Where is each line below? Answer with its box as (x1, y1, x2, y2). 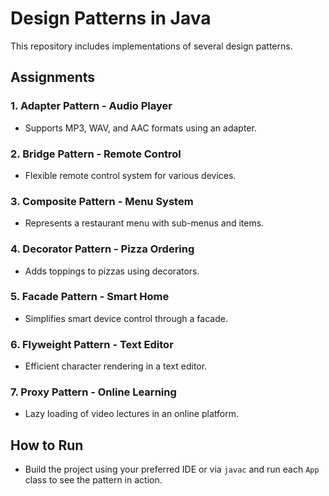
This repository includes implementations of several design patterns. (10, 40, 293, 52)
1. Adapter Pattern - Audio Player (10, 99, 173, 113)
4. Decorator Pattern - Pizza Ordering (10, 242, 195, 256)
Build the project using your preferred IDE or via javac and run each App (24, 463, 320, 476)
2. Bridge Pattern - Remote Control (10, 147, 182, 161)
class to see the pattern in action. (24, 474, 163, 486)
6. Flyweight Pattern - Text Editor (10, 337, 174, 351)
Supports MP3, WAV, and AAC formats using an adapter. (24, 122, 257, 134)
